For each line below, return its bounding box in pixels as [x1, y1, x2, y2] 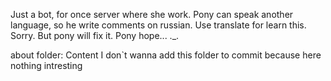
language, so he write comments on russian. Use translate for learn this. [10, 19, 307, 31]
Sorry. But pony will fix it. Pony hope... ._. [10, 30, 180, 41]
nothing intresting [10, 60, 83, 71]
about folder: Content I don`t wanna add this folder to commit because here [10, 49, 322, 61]
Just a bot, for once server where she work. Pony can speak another [10, 9, 294, 20]
